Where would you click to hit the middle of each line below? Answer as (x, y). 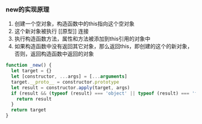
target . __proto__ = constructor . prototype (65, 82)
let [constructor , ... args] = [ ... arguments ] (69, 76)
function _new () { (29, 65)
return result (34, 99)
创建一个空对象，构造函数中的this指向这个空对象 (74, 24)
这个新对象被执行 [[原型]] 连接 (52, 31)
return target (29, 110)
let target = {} (31, 71)
